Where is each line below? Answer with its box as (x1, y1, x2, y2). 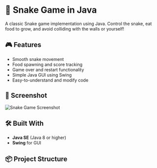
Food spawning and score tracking (12, 61, 82, 67)
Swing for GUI (12, 140, 42, 146)
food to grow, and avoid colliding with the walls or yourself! (5, 26, 124, 31)
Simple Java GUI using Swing (12, 72, 72, 78)
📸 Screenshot (5, 91, 48, 100)
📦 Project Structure (5, 155, 68, 163)
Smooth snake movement (12, 56, 64, 62)
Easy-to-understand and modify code (12, 77, 89, 83)
